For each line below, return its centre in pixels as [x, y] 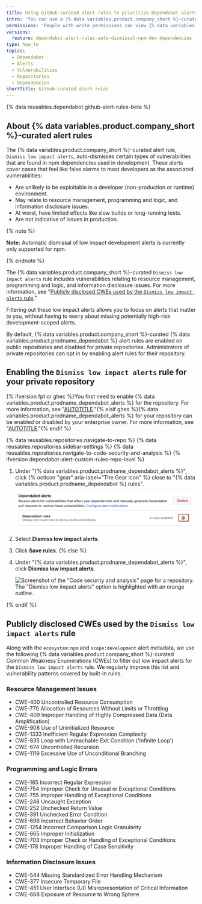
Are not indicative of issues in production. [66, 219]
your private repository [50, 382]
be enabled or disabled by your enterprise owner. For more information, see [100, 422]
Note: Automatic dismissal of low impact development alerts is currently [96, 242]
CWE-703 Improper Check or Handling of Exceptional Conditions [95, 840]
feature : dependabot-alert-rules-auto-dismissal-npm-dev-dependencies [102, 38]
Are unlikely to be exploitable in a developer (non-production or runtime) [105, 187]
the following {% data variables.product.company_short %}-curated [90, 654]
